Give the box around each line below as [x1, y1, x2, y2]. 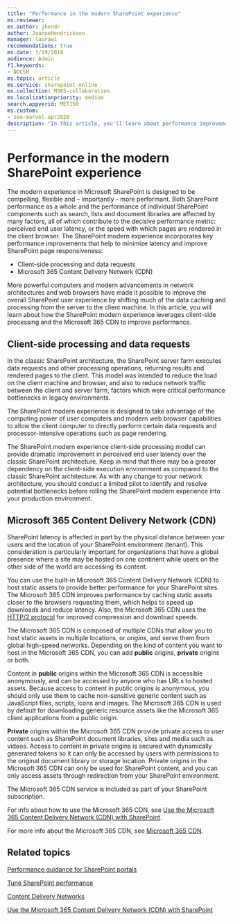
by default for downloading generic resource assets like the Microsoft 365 [7, 706, 219, 715]
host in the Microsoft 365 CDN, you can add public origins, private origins [7, 649, 220, 657]
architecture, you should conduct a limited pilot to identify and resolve [7, 480, 207, 488]
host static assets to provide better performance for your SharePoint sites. [7, 583, 220, 592]
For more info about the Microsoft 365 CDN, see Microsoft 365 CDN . [7, 826, 203, 835]
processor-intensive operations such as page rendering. [7, 429, 168, 438]
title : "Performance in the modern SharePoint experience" [7, 10, 182, 17]
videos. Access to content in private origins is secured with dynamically [7, 742, 212, 751]
